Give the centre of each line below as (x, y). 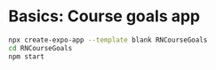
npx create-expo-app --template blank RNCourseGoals (108, 40)
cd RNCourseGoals (40, 48)
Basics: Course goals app (104, 16)
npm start (27, 56)
